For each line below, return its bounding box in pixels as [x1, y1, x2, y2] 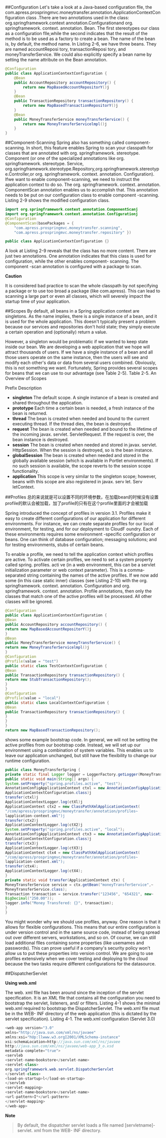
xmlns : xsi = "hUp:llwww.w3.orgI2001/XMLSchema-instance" [5, 1035, 121, 1040]
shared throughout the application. [12, 400, 83, 406]
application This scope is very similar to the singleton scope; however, [12, 473, 157, 479]
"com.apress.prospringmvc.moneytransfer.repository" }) [14, 230, 132, 235]
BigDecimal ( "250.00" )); [5, 896, 54, 901]
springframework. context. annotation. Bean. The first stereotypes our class [5, 25, 160, 31]
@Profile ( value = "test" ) [5, 659, 58, 664]
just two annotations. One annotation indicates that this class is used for [5, 253, 152, 259]
